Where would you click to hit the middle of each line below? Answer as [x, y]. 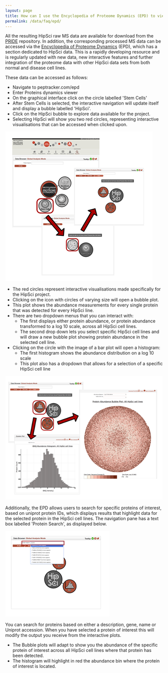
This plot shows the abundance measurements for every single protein [85, 305]
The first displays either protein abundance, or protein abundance [88, 321]
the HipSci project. [31, 294]
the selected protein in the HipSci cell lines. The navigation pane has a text [82, 519]
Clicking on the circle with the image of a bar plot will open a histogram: [86, 348]
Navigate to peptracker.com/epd [46, 87]
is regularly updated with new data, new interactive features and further [79, 57]
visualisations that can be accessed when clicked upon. [70, 125]
